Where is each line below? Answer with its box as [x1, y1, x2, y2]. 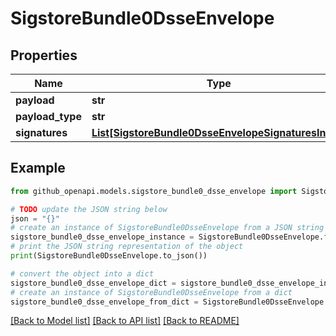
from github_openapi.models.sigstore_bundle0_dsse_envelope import [10, 186, 298, 196]
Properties [10, 47, 78, 64]
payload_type [15, 110, 82, 123]
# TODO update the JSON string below [10, 204, 168, 214]
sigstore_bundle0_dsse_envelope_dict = [10, 278, 177, 288]
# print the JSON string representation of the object [10, 242, 244, 252]
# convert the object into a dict [10, 268, 155, 279]
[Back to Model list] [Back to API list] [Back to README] [10, 315, 240, 327]
